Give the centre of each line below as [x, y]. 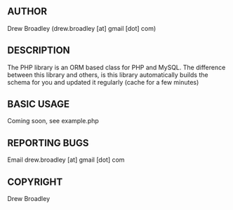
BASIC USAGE [39, 104]
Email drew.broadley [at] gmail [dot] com [66, 160]
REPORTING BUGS [48, 143]
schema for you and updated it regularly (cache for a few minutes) [103, 82]
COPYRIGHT [35, 182]
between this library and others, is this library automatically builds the [108, 75]
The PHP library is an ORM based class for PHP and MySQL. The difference [116, 67]
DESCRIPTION [39, 51]
